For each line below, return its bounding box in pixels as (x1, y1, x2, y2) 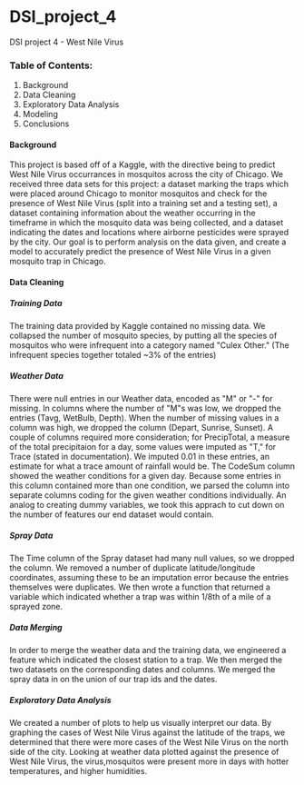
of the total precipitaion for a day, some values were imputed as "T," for (9, 441, 277, 452)
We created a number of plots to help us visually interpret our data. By (9, 717, 272, 728)
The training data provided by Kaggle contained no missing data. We (9, 321, 266, 331)
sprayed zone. (9, 601, 64, 611)
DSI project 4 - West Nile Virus (9, 36, 124, 47)
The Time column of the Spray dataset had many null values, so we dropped (9, 552, 295, 563)
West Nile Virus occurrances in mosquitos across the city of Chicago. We (9, 169, 284, 180)
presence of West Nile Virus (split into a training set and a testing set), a (9, 198, 279, 209)
